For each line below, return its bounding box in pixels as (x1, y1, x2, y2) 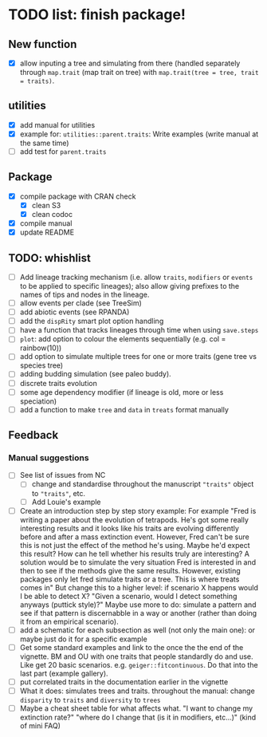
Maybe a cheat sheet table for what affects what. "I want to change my (19, 703, 253, 713)
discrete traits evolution (19, 378, 97, 388)
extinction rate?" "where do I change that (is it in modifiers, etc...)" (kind (19, 712, 257, 722)
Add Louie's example (31, 497, 101, 506)
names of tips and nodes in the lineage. (19, 290, 150, 300)
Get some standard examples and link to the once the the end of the (19, 642, 244, 652)
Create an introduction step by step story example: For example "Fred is (19, 506, 257, 515)
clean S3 (31, 200, 61, 210)
